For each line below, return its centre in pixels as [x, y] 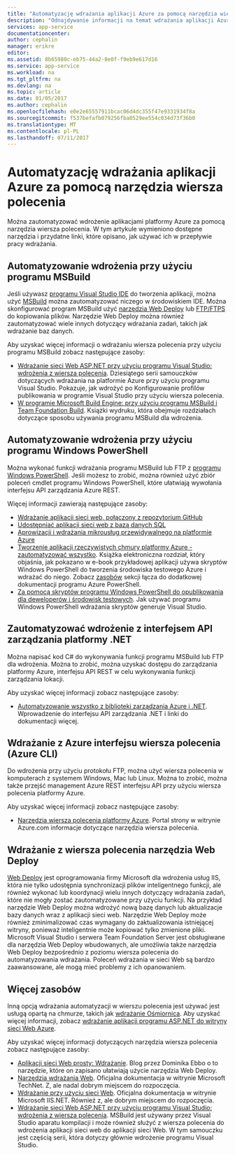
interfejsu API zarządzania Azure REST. [64, 490]
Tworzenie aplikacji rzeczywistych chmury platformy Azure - [105, 547]
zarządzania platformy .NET [70, 640]
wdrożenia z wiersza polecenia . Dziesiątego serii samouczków [107, 373]
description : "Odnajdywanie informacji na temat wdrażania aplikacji [111, 20]
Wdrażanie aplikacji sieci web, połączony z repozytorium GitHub [110, 517]
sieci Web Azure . [31, 1029]
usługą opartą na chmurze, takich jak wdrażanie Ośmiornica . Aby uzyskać [114, 1013]
